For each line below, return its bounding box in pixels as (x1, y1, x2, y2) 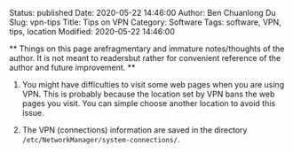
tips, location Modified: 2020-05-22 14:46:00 (9, 27, 176, 36)
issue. (21, 108, 44, 118)
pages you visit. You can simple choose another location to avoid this (21, 98, 276, 109)
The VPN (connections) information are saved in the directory (21, 125, 248, 135)
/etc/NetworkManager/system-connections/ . (21, 134, 180, 144)
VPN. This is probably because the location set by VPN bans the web (21, 88, 275, 99)
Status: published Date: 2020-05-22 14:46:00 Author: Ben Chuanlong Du (9, 8, 277, 18)
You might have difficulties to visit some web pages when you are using (21, 80, 285, 89)
